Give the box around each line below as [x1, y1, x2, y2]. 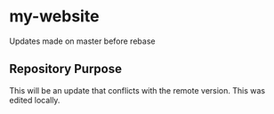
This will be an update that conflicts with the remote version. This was [9, 85, 265, 95]
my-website [9, 6, 100, 27]
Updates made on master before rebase [9, 36, 156, 46]
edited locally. [9, 94, 60, 105]
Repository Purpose [9, 61, 123, 77]
